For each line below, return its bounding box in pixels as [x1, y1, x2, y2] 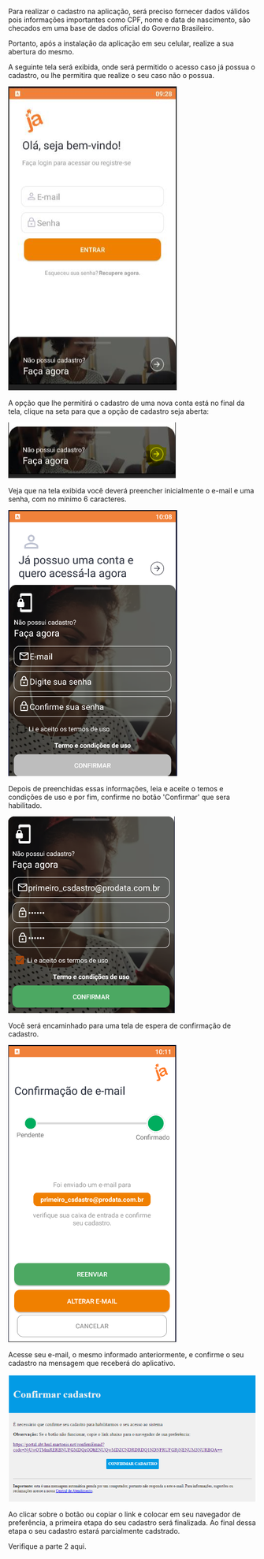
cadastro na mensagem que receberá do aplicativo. [8, 1359, 176, 1367]
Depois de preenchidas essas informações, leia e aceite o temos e [8, 784, 224, 793]
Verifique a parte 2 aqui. [8, 1542, 87, 1551]
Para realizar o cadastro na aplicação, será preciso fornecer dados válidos [8, 7, 250, 16]
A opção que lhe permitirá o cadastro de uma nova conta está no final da [8, 398, 245, 407]
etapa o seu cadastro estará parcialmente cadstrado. [8, 1527, 180, 1536]
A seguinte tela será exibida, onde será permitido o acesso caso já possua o [8, 62, 256, 72]
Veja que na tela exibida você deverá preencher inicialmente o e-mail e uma [8, 486, 255, 495]
